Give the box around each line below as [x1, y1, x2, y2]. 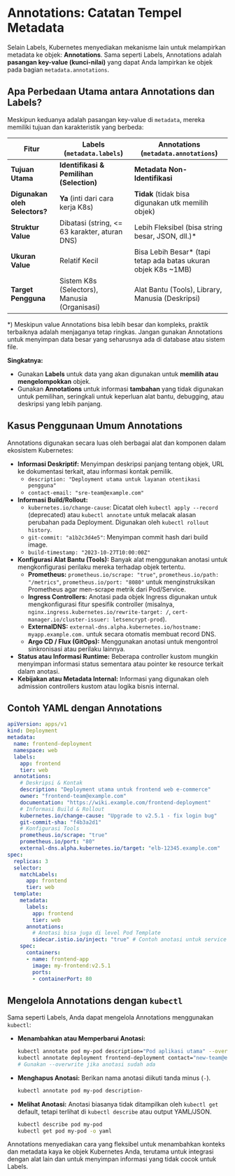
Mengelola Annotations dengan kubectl [7, 994, 183, 1006]
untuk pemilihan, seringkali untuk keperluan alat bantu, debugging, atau [17, 392, 225, 401]
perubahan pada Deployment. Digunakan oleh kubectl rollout [27, 518, 210, 526]
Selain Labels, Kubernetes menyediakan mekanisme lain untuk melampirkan [7, 43, 226, 51]
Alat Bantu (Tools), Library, [134, 284, 222, 294]
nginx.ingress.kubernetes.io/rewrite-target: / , [27, 607, 171, 615]
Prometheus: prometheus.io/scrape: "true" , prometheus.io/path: [27, 570, 219, 578]
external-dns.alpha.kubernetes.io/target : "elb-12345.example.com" [20, 845, 220, 852]
